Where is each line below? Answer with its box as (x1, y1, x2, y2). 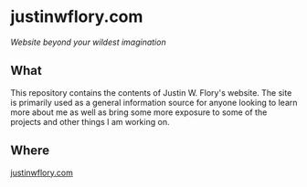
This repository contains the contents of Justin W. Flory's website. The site (10, 87, 292, 98)
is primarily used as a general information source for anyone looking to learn (10, 97, 298, 108)
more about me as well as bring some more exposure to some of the (10, 107, 268, 118)
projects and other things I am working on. (10, 116, 170, 127)
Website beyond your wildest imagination (10, 36, 167, 47)
